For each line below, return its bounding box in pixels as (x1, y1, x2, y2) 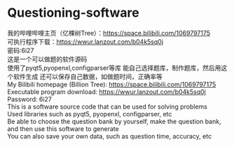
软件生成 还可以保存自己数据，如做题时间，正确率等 (13, 72, 163, 81)
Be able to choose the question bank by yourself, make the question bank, (7, 117, 221, 125)
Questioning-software (7, 5, 139, 21)
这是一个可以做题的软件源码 (7, 54, 88, 63)
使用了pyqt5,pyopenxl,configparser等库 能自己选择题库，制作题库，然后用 (7, 63, 221, 72)
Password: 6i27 (7, 95, 53, 103)
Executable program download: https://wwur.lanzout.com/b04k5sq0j (7, 87, 207, 95)
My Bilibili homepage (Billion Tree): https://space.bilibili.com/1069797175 (7, 80, 216, 88)
